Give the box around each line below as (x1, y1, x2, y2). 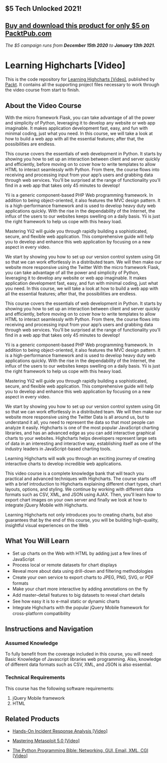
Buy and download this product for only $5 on (5, 21, 150, 30)
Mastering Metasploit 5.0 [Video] (12, 738, 80, 744)
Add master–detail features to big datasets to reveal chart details (12, 592, 145, 598)
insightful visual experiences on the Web (5, 522, 88, 528)
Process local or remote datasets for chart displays (12, 562, 117, 568)
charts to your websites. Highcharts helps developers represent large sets (5, 435, 157, 441)
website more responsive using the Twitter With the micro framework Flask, (5, 264, 160, 270)
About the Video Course (5, 101, 82, 110)
